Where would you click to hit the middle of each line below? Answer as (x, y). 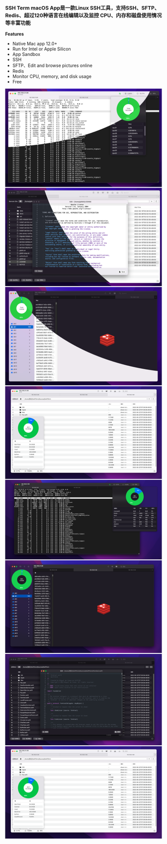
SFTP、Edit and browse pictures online (52, 65)
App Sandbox (26, 54)
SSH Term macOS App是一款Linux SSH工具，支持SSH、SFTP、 (83, 7)
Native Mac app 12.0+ (35, 44)
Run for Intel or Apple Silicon (42, 49)
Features (14, 34)
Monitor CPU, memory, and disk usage (52, 76)
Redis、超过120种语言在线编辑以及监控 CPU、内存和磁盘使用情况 (83, 15)
